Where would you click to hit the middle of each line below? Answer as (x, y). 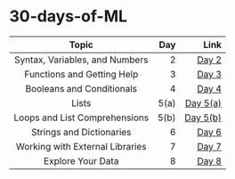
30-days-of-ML (68, 16)
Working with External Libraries (81, 146)
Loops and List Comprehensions (81, 118)
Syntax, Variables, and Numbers (81, 60)
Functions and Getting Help (81, 74)
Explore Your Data (81, 160)
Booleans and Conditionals (81, 88)
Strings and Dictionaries (81, 132)
